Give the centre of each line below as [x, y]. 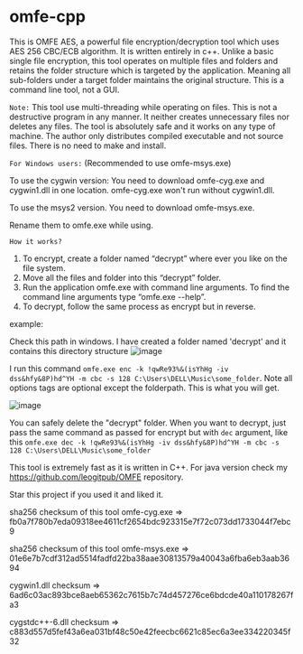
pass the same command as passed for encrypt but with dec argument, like [149, 432]
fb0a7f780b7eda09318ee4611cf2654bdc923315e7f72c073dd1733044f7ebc [150, 521]
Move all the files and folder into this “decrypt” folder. [122, 277]
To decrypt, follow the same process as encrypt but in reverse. [139, 306]
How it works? [36, 241]
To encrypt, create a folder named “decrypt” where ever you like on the [155, 258]
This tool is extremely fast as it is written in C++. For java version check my [149, 467]
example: [26, 323]
